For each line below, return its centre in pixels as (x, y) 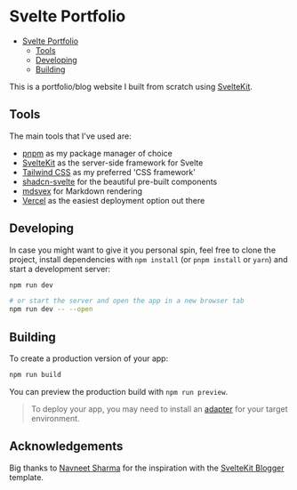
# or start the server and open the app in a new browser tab (127, 301)
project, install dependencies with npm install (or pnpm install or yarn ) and (148, 259)
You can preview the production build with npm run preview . (119, 391)
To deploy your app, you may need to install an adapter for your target (159, 409)
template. (27, 477)
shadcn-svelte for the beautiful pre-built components (120, 181)
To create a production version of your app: (89, 358)
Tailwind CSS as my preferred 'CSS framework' (108, 172)
